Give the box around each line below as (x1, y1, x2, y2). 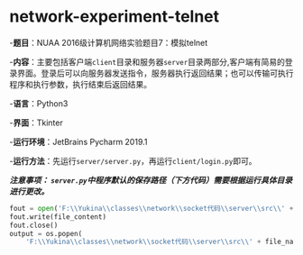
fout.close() (9, 221, 59, 230)
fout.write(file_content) (9, 212, 106, 222)
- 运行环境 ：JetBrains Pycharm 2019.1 (9, 136, 148, 147)
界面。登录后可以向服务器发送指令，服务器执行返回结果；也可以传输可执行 (16, 68, 294, 78)
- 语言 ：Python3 (9, 97, 69, 109)
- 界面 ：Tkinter (9, 117, 63, 128)
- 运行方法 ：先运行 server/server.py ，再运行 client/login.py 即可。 (9, 155, 257, 166)
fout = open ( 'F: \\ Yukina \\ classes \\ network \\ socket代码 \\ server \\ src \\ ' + (9, 204, 294, 213)
